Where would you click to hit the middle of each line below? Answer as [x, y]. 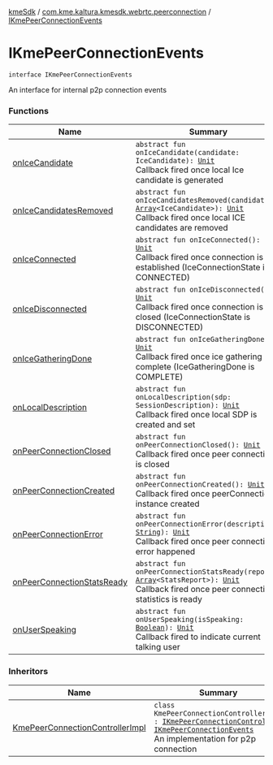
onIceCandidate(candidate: [187, 153]
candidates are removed [182, 228]
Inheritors [28, 672]
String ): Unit [162, 532]
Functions [28, 110]
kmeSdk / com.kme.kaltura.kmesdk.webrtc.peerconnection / [110, 12]
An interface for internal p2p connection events [88, 89]
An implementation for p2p [205, 738]
